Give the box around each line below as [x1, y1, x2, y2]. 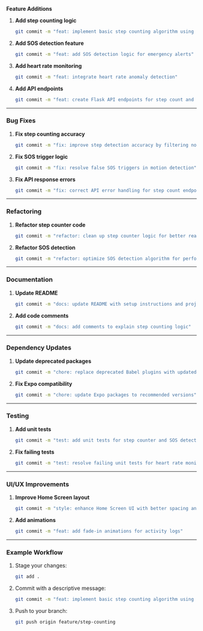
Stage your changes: [14, 561, 68, 569]
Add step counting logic [14, 17, 77, 24]
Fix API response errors [14, 176, 76, 183]
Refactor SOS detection [14, 243, 76, 251]
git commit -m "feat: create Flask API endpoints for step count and [14, 96, 195, 102]
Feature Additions [6, 5, 53, 12]
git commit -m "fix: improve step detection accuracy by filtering [14, 142, 189, 148]
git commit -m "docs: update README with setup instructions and [14, 301, 183, 307]
